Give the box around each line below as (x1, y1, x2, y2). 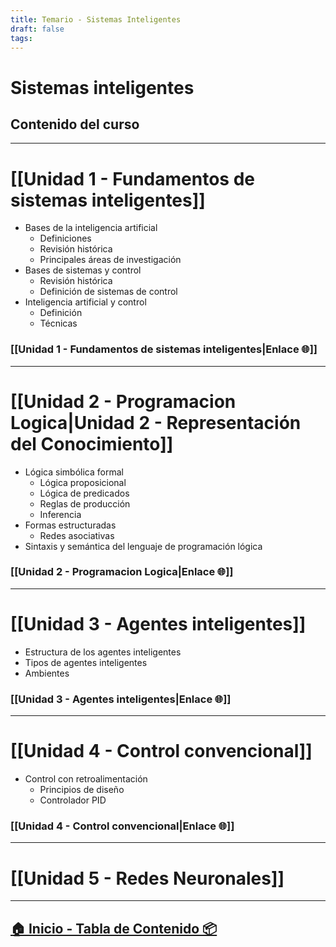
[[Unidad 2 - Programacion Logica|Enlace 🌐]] (10, 565, 234, 579)
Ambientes (24, 667, 70, 679)
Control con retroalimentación (24, 773, 148, 785)
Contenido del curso (10, 116, 140, 133)
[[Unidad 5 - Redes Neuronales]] (10, 867, 285, 890)
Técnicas (39, 317, 78, 330)
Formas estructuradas (24, 519, 117, 531)
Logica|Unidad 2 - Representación (10, 411, 302, 434)
